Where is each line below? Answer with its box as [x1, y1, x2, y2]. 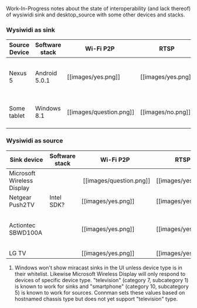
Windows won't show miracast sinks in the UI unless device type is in [14, 264, 183, 271]
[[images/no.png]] [140, 108, 191, 116]
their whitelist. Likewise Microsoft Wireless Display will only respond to [14, 270, 186, 277]
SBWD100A [9, 228, 43, 236]
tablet [9, 111, 25, 120]
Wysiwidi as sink [6, 26, 56, 34]
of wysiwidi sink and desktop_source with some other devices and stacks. [6, 11, 185, 18]
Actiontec [9, 221, 36, 229]
